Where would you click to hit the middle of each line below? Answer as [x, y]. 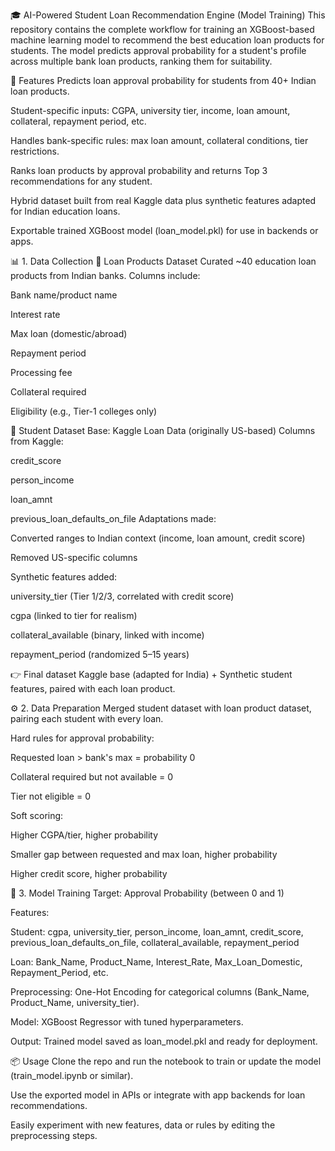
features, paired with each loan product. [93, 688]
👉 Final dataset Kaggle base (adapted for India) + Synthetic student [151, 674]
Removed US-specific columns [74, 557]
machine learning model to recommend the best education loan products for [167, 40]
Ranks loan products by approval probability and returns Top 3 [139, 170]
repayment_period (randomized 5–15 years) [100, 654]
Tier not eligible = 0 [50, 796]
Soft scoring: [37, 815]
